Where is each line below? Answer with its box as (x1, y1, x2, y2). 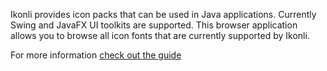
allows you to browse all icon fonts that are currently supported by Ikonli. (10, 30, 310, 41)
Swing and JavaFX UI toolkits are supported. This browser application (10, 19, 298, 31)
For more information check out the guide (10, 49, 182, 61)
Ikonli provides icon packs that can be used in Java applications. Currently (10, 9, 317, 20)
